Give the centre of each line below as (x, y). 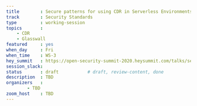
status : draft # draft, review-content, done (85, 72)
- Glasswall (31, 39)
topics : (25, 28)
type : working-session (45, 22)
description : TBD (30, 77)
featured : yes (30, 45)
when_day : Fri (30, 50)
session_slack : (25, 66)
